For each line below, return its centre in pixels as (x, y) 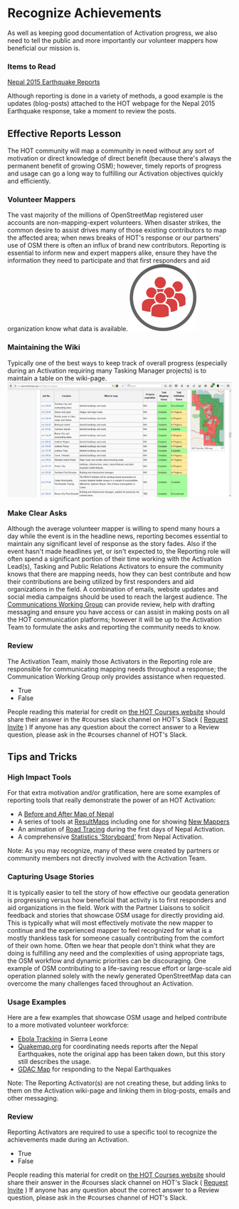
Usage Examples (37, 1002)
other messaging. (33, 1098)
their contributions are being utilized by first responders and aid (101, 582)
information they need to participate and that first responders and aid (109, 260)
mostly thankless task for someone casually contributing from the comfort (116, 938)
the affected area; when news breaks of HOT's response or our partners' (115, 238)
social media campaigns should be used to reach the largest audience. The (117, 597)
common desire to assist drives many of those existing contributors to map (117, 231)
